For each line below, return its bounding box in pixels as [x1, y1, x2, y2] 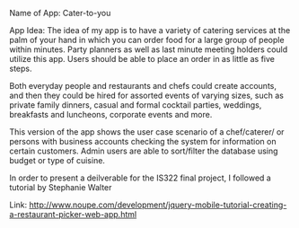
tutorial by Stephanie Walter [9, 182, 112, 192]
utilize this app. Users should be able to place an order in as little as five [9, 54, 276, 64]
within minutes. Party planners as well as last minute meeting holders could [9, 44, 288, 55]
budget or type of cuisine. [9, 155, 106, 165]
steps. [9, 63, 32, 74]
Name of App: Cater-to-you [9, 8, 111, 18]
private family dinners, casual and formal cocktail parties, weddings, [9, 100, 262, 110]
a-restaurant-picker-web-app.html [9, 209, 137, 219]
